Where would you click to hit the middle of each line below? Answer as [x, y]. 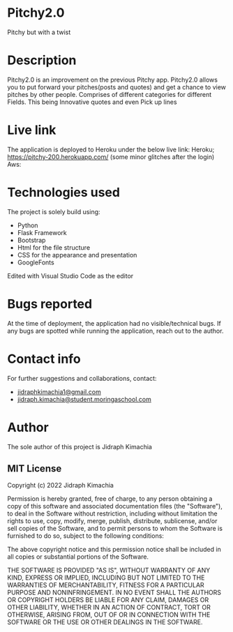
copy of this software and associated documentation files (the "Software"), [115, 506]
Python [28, 225]
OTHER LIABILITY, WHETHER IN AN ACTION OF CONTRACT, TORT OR [109, 608]
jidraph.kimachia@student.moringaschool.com [84, 399]
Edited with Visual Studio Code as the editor [70, 276]
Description [42, 60]
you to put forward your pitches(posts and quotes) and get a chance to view [117, 87]
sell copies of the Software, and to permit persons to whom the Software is [115, 529]
